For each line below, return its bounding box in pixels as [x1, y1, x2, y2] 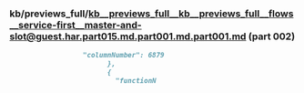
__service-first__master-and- [9, 18, 143, 31]
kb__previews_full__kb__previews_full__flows [87, 7, 294, 20]
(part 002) [248, 30, 296, 43]
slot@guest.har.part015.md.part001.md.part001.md [9, 30, 247, 43]
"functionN [115, 76, 157, 85]
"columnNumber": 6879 [82, 51, 166, 60]
